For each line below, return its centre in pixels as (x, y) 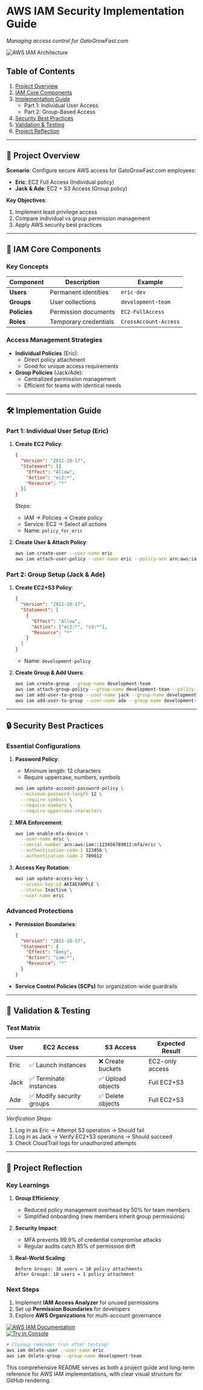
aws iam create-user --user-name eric (64, 554)
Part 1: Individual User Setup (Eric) (57, 430)
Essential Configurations (43, 746)
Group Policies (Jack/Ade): (49, 372)
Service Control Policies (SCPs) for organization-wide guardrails (96, 986)
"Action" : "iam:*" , (51, 958)
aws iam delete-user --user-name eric (55, 1350)
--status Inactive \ (47, 890)
